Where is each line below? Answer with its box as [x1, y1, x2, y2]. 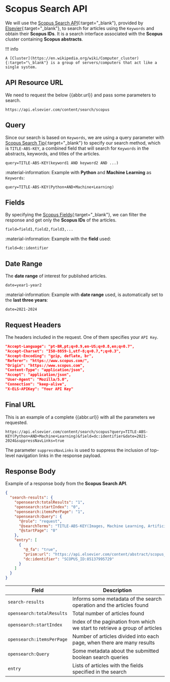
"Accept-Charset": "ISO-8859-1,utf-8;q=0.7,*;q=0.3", [5, 348, 121, 353]
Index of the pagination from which [72, 618, 156, 625]
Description [103, 587, 132, 594]
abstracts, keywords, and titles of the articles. [5, 150, 100, 156]
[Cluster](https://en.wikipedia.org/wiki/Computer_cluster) [10, 55, 139, 61]
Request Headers [5, 320, 61, 329]
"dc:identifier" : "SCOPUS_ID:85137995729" [23, 557, 114, 562]
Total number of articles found [72, 610, 144, 617]
